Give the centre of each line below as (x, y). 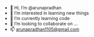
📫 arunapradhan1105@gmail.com (44, 29)
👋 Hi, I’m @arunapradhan (35, 8)
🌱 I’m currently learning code (40, 18)
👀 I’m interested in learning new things (49, 13)
